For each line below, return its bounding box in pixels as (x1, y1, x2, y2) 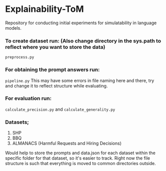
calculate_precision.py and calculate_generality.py (5, 106, 115, 112)
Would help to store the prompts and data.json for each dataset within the (5, 150, 156, 156)
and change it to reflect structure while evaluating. (5, 83, 108, 88)
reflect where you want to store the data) (5, 43, 106, 50)
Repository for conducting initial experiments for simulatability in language (5, 20, 157, 26)
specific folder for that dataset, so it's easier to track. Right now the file (5, 155, 150, 161)
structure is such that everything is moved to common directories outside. (5, 161, 156, 167)
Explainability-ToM (5, 3, 84, 15)
